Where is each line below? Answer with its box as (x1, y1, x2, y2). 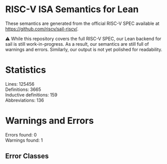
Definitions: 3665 (5, 86, 41, 92)
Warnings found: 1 (5, 137, 43, 143)
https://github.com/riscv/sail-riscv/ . (5, 25, 78, 31)
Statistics (5, 64, 47, 76)
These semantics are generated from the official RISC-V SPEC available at (5, 20, 159, 26)
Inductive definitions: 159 (5, 91, 58, 97)
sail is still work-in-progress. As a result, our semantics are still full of (5, 41, 149, 47)
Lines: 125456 (5, 81, 34, 87)
